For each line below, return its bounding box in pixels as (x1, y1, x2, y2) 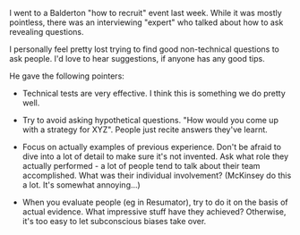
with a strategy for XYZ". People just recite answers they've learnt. (21, 124, 269, 135)
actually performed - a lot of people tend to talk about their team (21, 161, 261, 171)
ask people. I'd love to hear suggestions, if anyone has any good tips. (9, 54, 266, 63)
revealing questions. (9, 27, 84, 37)
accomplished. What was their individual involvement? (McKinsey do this (21, 170, 292, 180)
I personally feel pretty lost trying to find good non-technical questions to (9, 44, 279, 55)
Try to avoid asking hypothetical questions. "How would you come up (21, 115, 279, 125)
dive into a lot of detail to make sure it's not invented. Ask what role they (21, 151, 289, 162)
